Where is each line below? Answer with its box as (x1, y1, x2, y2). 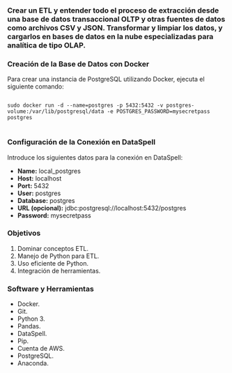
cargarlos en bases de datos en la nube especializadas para (7, 31, 214, 41)
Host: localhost (17, 174, 62, 183)
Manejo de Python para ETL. (17, 252, 100, 260)
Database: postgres (17, 196, 75, 204)
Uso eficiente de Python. (17, 259, 89, 267)
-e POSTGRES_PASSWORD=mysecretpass (107, 108, 210, 115)
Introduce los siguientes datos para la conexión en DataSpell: (7, 153, 183, 162)
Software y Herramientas (7, 284, 94, 294)
